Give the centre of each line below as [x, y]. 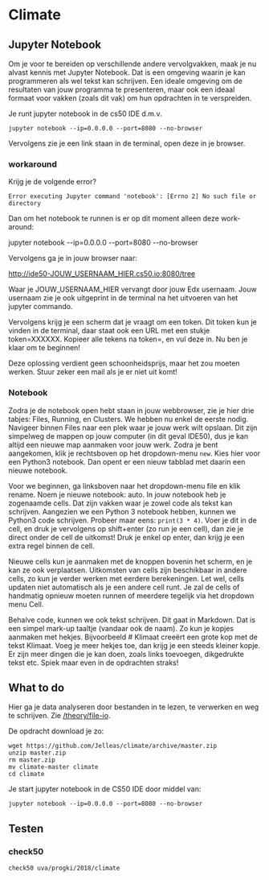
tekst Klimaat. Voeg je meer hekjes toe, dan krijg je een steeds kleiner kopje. [134, 645]
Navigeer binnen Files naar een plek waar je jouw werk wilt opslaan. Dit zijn [133, 428]
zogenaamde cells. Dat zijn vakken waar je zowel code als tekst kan [120, 503]
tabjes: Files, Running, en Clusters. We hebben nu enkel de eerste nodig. [128, 419]
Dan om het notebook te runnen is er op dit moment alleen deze [114, 218]
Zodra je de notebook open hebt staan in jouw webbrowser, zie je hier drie [131, 410]
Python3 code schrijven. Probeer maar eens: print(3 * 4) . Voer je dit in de [132, 520]
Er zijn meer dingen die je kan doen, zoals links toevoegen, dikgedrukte [126, 654]
